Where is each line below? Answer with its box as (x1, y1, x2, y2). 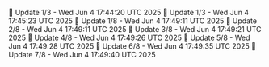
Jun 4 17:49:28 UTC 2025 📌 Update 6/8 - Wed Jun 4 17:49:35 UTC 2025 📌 (8, 41, 257, 51)
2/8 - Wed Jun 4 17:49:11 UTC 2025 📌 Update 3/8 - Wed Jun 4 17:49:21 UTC (8, 25, 262, 33)
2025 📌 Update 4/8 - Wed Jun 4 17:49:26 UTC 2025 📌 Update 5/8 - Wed (8, 33, 250, 42)
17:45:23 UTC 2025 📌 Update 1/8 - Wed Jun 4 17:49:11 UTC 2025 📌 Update (8, 16, 257, 26)
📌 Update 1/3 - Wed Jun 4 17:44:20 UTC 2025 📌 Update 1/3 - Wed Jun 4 (8, 8, 250, 17)
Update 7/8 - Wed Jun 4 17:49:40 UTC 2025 (8, 50, 156, 59)
